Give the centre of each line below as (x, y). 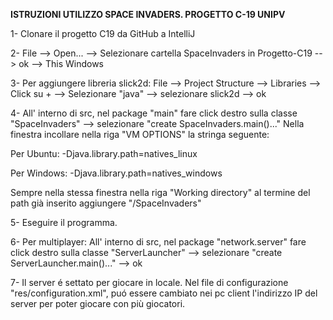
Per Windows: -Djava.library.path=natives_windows (116, 173)
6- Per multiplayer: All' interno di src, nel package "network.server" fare (158, 242)
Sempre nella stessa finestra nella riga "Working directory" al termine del (160, 192)
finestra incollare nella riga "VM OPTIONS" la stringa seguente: (140, 134)
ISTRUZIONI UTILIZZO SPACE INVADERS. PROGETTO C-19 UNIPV (148, 14)
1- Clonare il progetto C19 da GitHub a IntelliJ (103, 33)
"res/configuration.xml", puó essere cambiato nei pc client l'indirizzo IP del (164, 293)
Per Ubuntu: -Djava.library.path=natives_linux (104, 153)
